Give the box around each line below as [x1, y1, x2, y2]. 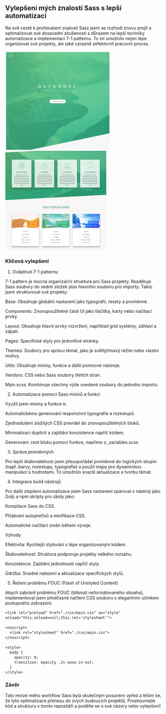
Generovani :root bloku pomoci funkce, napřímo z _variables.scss [5, 439, 139, 445]
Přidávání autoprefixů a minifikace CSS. [5, 513, 86, 519]
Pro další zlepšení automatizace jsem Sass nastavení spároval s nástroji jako [5, 488, 161, 494]
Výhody [5, 532, 21, 538]
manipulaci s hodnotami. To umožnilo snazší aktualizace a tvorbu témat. [5, 469, 152, 475]
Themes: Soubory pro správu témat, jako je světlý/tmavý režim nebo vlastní [5, 348, 159, 354]
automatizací [5, 12, 47, 20]
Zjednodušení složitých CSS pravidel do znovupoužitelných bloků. [5, 420, 140, 426]
